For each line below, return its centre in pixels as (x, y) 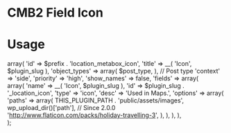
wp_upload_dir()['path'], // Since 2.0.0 (61, 108)
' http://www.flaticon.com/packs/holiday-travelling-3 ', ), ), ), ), (94, 115)
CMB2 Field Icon (55, 13)
